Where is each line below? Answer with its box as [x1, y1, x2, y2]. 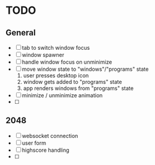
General [5, 28, 37, 38]
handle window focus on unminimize [22, 58, 113, 65]
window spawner [22, 52, 65, 58]
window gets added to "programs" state [23, 79, 122, 85]
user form [22, 139, 46, 146]
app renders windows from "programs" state [23, 85, 134, 92]
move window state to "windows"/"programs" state [22, 65, 149, 73]
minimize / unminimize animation [22, 92, 103, 99]
